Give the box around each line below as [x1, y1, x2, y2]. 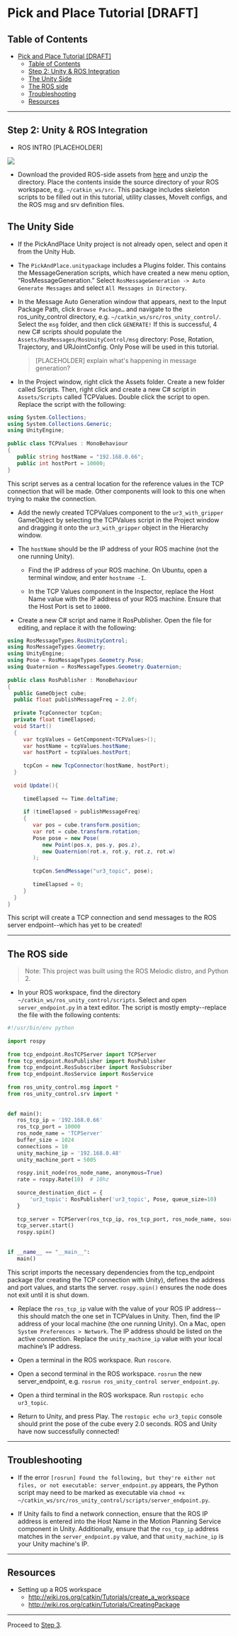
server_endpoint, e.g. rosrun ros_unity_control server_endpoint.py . [17, 1377, 220, 1385]
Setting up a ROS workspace [17, 1586, 102, 1594]
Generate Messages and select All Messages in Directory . [17, 284, 187, 292]
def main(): [7, 1110, 42, 1117]
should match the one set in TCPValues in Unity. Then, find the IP [30, 1311, 221, 1320]
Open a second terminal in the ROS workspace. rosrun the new [17, 1369, 202, 1378]
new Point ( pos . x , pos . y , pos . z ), [42, 841, 141, 848]
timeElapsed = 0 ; [33, 880, 84, 887]
